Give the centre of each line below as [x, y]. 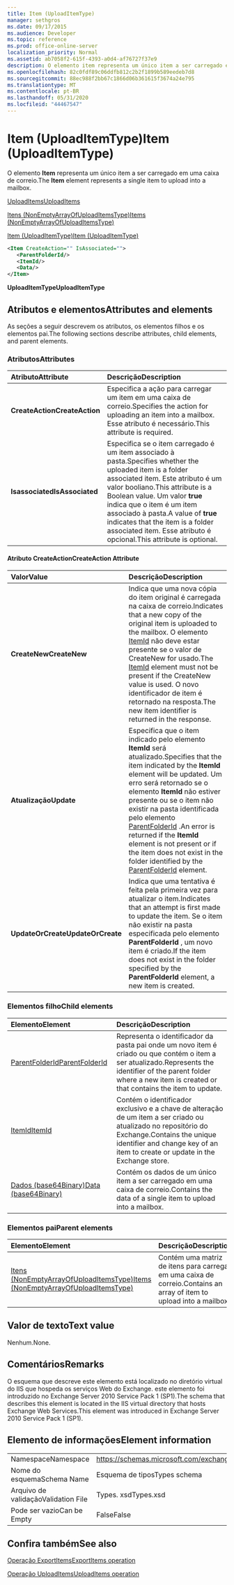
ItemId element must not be [173, 667]
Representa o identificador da [165, 1036]
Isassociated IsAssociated [55, 492]
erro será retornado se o [168, 782]
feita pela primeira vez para [173, 890]
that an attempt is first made [174, 907]
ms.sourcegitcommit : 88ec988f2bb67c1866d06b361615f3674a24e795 [101, 78]
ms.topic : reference [37, 40]
